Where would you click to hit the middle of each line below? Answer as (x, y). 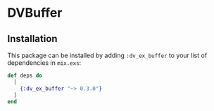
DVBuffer (35, 13)
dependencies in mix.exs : (44, 63)
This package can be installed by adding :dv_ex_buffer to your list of (107, 55)
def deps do (25, 75)
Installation (32, 39)
